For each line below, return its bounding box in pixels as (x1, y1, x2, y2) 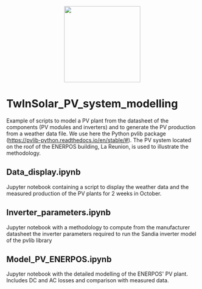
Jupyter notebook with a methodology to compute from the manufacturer (6, 223, 190, 231)
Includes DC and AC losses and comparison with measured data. (6, 277, 169, 284)
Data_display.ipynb (6, 167, 81, 177)
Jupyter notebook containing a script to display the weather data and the (6, 183, 189, 190)
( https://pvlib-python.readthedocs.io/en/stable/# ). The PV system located (6, 136, 192, 143)
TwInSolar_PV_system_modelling (6, 97, 178, 111)
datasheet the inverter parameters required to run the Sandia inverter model (6, 230, 197, 237)
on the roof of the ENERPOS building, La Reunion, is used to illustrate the (6, 143, 189, 150)
